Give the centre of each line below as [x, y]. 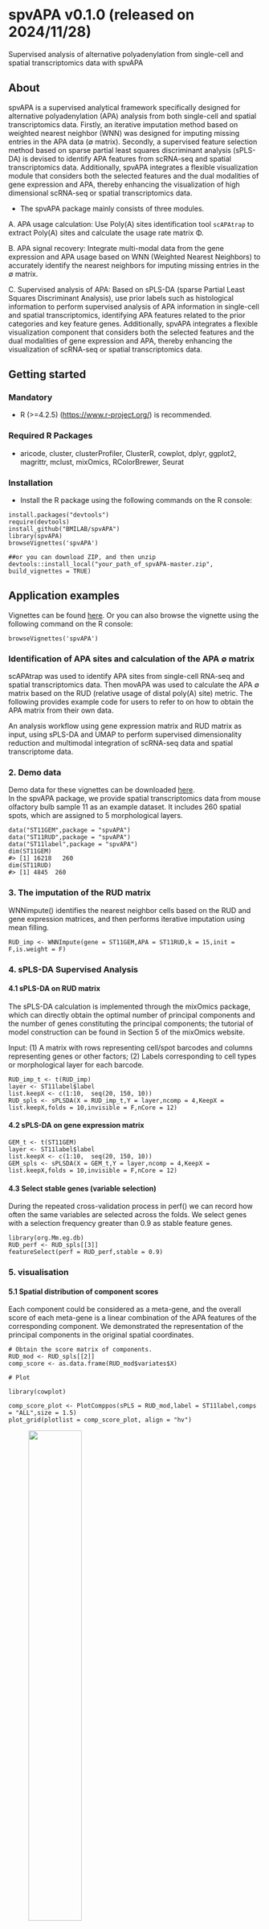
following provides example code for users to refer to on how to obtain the [131, 702]
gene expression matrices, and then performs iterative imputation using [126, 919]
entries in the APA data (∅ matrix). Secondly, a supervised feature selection [133, 142]
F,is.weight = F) [37, 949]
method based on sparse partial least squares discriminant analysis [120, 150]
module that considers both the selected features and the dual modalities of [134, 175]
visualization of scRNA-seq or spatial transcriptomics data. [106, 349]
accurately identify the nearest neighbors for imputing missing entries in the [134, 265]
